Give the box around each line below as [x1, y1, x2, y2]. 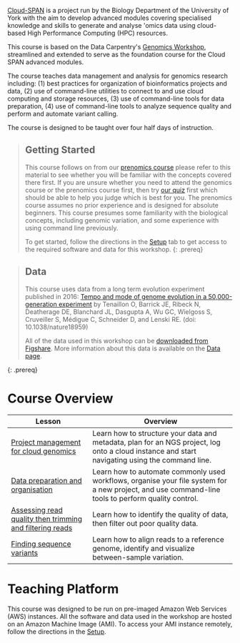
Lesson [35, 416, 61, 426]
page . [24, 351, 43, 360]
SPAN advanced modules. [7, 58, 84, 66]
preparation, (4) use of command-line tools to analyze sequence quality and [7, 102, 232, 110]
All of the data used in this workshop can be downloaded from [24, 336, 209, 345]
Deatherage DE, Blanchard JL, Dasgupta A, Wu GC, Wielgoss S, [24, 307, 213, 316]
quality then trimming [11, 514, 83, 524]
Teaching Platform [7, 581, 119, 597]
